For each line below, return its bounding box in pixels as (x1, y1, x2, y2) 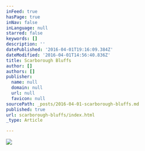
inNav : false (6, 19, 38, 25)
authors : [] (6, 68, 35, 74)
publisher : (6, 74, 33, 80)
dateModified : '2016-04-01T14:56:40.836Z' (6, 52, 111, 58)
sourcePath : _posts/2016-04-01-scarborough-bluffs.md (6, 101, 140, 107)
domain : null (11, 85, 43, 91)
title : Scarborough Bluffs (6, 57, 72, 63)
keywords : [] (6, 36, 38, 42)
